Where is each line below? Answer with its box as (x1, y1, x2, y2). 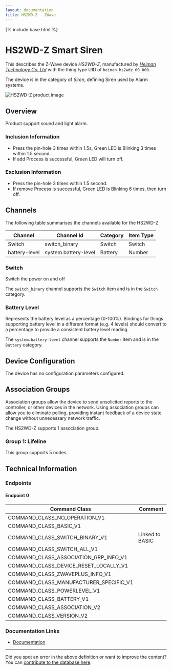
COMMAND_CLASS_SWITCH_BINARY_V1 (8, 534, 107, 541)
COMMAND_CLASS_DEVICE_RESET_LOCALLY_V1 (8, 562, 128, 569)
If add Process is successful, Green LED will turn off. (12, 156, 124, 162)
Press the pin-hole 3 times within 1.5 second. (12, 180, 107, 186)
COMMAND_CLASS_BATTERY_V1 (8, 595, 89, 602)
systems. (5, 82, 25, 88)
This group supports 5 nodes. (5, 450, 68, 456)
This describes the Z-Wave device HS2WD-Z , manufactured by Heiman (5, 61, 156, 67)
